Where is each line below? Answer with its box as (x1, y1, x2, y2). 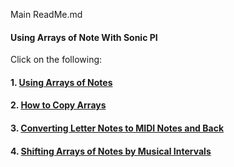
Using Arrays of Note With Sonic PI (10, 31, 158, 43)
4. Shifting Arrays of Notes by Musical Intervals (10, 145, 212, 157)
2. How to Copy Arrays (10, 99, 107, 111)
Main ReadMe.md (10, 9, 83, 20)
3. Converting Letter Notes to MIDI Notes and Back (10, 122, 225, 134)
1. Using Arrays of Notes (10, 76, 113, 88)
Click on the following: (10, 54, 103, 66)
